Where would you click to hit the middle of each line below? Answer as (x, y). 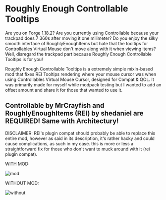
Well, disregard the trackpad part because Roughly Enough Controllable (79, 54)
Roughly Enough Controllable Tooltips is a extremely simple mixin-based (79, 69)
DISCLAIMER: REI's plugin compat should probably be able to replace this (80, 133)
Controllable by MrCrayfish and (55, 105)
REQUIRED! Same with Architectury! (62, 121)
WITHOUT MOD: (22, 183)
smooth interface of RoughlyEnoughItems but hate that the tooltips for (77, 43)
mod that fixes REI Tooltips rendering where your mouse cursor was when (81, 74)
